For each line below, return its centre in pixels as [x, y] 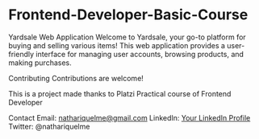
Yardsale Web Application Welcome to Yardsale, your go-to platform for [127, 37]
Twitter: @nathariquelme [49, 126]
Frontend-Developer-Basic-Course [128, 15]
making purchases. [40, 63]
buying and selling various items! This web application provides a [117, 45]
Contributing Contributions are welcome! [76, 78]
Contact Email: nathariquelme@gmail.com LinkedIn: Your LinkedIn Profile [129, 117]
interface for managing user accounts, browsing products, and [140, 54]
